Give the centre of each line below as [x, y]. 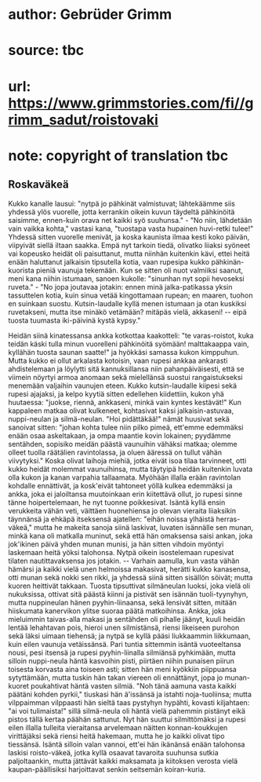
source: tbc [46, 51]
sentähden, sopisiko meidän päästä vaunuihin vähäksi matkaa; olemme [123, 444]
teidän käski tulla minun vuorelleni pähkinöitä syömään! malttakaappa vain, [129, 344]
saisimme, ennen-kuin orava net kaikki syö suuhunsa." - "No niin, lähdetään [130, 220]
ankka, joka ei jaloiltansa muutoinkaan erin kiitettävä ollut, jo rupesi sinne [125, 494]
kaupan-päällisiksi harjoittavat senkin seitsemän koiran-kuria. [107, 769]
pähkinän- [228, 261]
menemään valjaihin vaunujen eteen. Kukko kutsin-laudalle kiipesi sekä [123, 386]
